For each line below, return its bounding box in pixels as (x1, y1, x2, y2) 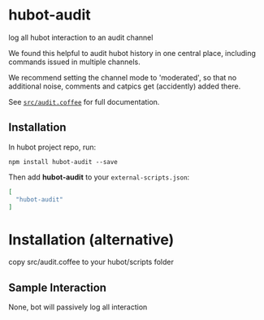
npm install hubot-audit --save (8, 158, 118, 166)
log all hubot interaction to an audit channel (8, 32, 154, 42)
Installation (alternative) (8, 230, 175, 249)
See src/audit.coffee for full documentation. (8, 97, 160, 106)
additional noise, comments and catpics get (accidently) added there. (8, 81, 241, 91)
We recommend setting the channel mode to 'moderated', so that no (8, 72, 237, 82)
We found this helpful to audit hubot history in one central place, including (8, 48, 256, 58)
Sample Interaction (8, 280, 107, 294)
